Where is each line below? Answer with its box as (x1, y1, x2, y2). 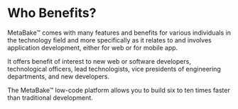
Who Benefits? (7, 5, 97, 21)
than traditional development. (7, 93, 94, 102)
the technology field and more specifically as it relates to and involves (7, 35, 212, 44)
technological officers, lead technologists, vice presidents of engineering (7, 64, 222, 73)
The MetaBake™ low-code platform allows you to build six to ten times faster (7, 86, 231, 94)
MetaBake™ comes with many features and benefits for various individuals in (7, 28, 231, 37)
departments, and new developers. (7, 72, 110, 81)
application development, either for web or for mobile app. (7, 43, 178, 52)
